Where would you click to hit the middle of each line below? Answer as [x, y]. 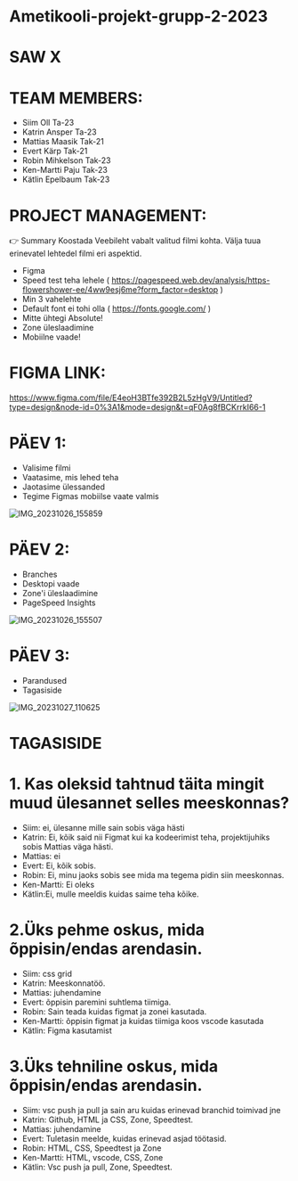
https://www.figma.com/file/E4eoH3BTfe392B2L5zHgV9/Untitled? [131, 398]
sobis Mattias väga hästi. [68, 847]
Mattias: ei [41, 857]
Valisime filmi [46, 468]
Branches [40, 574]
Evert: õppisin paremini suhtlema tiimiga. [97, 1002]
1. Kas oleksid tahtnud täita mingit [137, 784]
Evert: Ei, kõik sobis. [59, 865]
